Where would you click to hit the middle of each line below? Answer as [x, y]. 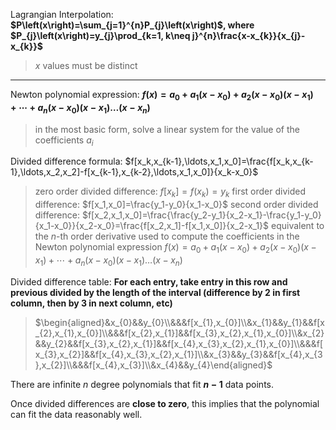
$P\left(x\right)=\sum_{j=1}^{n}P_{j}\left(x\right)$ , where [132, 25]
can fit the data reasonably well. [76, 414]
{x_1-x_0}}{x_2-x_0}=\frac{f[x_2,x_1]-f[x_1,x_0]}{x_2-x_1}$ [152, 226]
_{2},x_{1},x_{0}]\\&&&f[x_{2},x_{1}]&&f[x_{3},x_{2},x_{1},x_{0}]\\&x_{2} [179, 333]
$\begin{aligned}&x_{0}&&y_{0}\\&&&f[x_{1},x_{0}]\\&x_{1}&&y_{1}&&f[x [179, 322]
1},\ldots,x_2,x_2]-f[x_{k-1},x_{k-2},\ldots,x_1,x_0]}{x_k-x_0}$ [134, 172]
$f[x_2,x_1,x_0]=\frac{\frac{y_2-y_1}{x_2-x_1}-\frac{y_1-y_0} [201, 215]
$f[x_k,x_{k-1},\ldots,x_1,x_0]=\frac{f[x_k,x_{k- [219, 161]
